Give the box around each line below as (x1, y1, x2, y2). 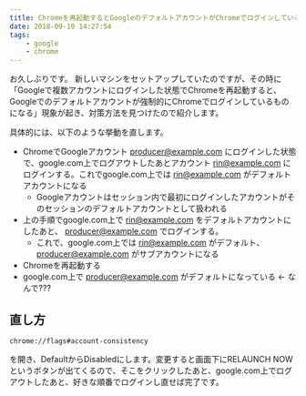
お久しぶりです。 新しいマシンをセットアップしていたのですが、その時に (9, 74, 282, 85)
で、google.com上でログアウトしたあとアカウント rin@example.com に (22, 157, 291, 168)
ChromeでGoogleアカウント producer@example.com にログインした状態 (22, 147, 297, 157)
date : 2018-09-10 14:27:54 (9, 22, 112, 31)
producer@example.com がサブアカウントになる (36, 249, 219, 259)
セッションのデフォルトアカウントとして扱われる (44, 203, 228, 214)
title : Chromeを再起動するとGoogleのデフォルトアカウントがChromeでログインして (9, 13, 288, 23)
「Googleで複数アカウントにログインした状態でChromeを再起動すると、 (9, 85, 282, 96)
